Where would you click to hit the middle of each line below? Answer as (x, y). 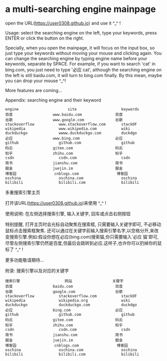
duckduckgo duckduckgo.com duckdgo (71, 305)
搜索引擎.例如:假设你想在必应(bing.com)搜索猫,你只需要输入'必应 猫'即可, (84, 237)
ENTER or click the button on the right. (45, 38)
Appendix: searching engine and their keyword (53, 100)
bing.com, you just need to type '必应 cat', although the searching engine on (83, 70)
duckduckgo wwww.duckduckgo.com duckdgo (71, 133)
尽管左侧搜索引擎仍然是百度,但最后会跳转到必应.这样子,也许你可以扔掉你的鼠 (83, 243)
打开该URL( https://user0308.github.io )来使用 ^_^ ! (56, 203)
